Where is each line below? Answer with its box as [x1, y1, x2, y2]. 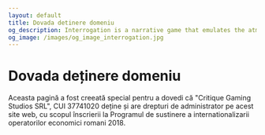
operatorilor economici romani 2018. [8, 119, 126, 128]
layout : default [8, 11, 62, 20]
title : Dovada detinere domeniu [8, 19, 114, 27]
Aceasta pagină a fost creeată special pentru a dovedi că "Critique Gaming [8, 93, 252, 103]
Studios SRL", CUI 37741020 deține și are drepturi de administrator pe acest [8, 101, 254, 111]
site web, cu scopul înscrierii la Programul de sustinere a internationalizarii [8, 110, 250, 119]
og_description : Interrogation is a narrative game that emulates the [8, 26, 245, 34]
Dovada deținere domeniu [8, 67, 181, 85]
